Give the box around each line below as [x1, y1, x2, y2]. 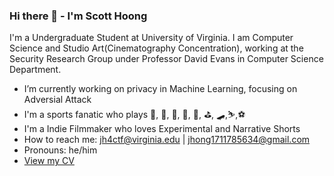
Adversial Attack [23, 94, 92, 106]
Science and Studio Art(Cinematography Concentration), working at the [9, 42, 304, 54]
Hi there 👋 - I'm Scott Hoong [9, 9, 148, 23]
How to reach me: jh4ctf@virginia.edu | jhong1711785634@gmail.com [23, 134, 311, 146]
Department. [9, 64, 62, 76]
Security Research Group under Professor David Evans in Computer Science [9, 53, 324, 65]
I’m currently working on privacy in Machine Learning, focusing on [23, 83, 298, 95]
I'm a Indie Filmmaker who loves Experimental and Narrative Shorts [23, 123, 301, 135]
